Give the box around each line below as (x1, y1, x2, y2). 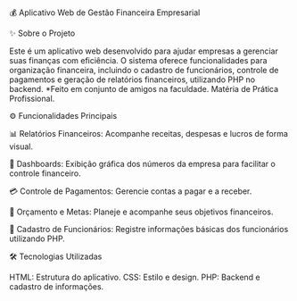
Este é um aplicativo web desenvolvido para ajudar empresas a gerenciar (9, 46, 279, 56)
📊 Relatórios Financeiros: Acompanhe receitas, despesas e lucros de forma (9, 129, 288, 138)
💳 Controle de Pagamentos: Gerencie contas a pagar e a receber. (9, 186, 252, 196)
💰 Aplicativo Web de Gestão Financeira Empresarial (9, 7, 201, 18)
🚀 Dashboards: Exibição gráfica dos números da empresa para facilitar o (9, 159, 276, 169)
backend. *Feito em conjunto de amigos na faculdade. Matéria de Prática (9, 84, 279, 94)
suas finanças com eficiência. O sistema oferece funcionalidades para (9, 55, 268, 65)
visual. (9, 141, 34, 152)
